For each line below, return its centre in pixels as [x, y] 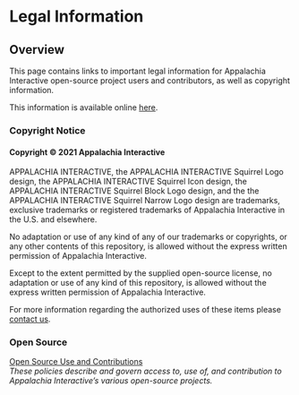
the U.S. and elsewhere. [53, 219]
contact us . [30, 319]
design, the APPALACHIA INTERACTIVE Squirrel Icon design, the [128, 182]
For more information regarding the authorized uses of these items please [145, 310]
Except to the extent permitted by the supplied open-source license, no [141, 273]
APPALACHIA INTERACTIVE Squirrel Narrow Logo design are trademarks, [145, 201]
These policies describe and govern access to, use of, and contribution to [145, 371]
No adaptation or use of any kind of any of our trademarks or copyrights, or [149, 237]
